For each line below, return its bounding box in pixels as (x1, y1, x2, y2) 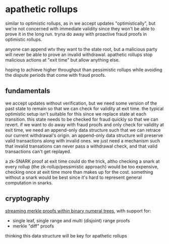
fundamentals (5, 87, 50, 95)
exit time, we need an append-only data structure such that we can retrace (5, 127, 161, 133)
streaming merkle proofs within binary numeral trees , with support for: (5, 208, 151, 214)
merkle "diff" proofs (12, 223, 54, 229)
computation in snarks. (5, 179, 53, 185)
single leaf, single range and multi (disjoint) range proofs (12, 217, 130, 223)
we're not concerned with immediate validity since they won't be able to (5, 25, 155, 31)
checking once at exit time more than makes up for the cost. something (5, 169, 153, 175)
